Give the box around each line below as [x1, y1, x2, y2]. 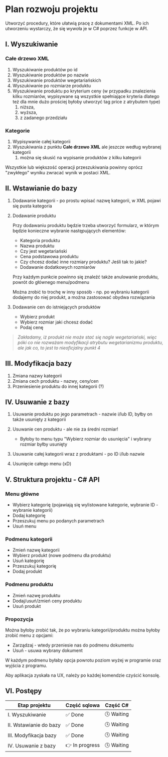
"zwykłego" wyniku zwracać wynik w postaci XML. [5, 169, 111, 175]
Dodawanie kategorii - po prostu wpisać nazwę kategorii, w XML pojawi [12, 197, 161, 203]
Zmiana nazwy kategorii [12, 373, 62, 379]
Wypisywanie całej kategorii [12, 138, 71, 144]
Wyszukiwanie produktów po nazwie [12, 72, 89, 78]
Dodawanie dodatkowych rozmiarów [20, 264, 96, 270]
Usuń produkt [12, 603, 41, 609]
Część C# [105, 702, 129, 709]
